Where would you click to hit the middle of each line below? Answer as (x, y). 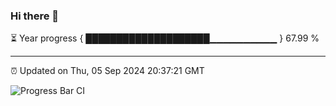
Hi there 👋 (35, 16)
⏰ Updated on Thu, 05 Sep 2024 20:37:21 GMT (107, 71)
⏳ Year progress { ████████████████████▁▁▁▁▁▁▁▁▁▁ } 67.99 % (165, 38)
